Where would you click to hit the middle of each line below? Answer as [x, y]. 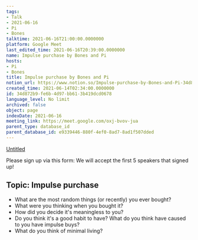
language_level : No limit [38, 99]
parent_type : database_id [38, 127]
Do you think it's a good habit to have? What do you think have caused [100, 218]
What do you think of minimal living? [59, 231]
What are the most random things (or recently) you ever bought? [93, 199]
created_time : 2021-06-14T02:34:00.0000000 [60, 88]
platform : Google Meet [34, 45]
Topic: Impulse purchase [52, 185]
